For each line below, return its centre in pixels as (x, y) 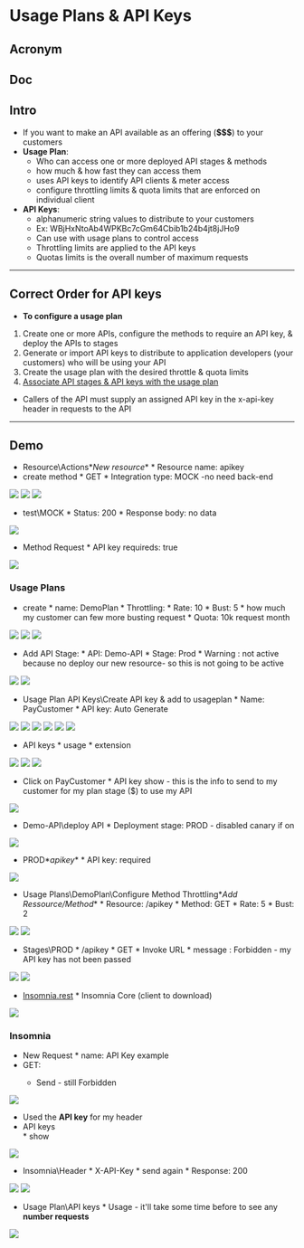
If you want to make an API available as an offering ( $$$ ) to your (143, 132)
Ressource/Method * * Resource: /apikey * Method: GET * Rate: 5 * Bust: (158, 903)
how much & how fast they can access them (119, 170)
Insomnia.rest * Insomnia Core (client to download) (117, 995)
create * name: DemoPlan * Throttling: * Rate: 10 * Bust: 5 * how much (154, 608)
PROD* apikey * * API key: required (86, 859)
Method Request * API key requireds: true (100, 547)
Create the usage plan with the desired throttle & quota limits (135, 372)
